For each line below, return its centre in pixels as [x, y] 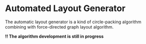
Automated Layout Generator [65, 8]
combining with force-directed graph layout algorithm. [59, 27]
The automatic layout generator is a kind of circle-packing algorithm [73, 22]
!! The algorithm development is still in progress [54, 36]
